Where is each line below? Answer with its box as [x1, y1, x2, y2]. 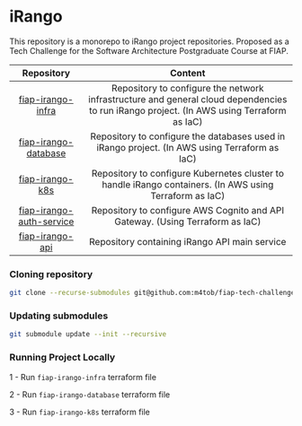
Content [170, 66, 206, 79]
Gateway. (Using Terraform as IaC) [113, 215, 262, 228]
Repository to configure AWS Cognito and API [91, 204, 285, 216]
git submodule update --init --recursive [9, 330, 167, 339]
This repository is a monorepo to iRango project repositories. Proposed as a [9, 36, 289, 47]
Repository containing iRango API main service [89, 235, 287, 248]
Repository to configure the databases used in [90, 130, 286, 143]
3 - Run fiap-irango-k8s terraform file [9, 406, 151, 417]
